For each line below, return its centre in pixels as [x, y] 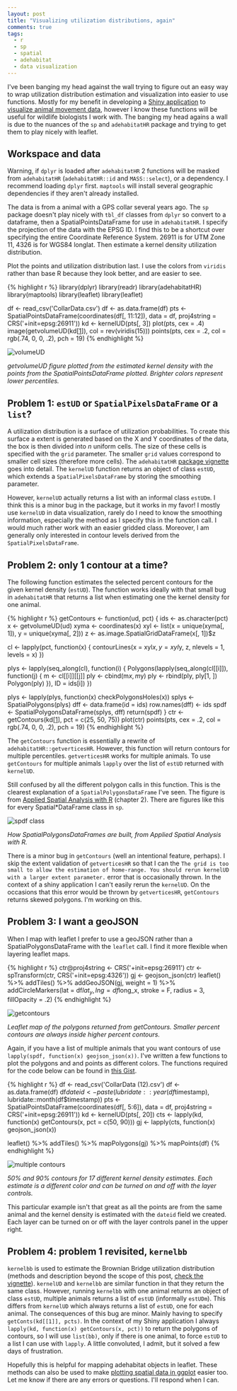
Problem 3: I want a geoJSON [73, 922]
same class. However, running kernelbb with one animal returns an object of [118, 1291]
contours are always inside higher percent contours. [84, 1034]
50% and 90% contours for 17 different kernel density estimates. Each [110, 1178]
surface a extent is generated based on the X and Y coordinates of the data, [118, 439]
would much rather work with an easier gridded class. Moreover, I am [109, 528]
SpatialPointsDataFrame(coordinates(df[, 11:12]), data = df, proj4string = [112, 316]
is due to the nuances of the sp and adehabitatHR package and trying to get [117, 124]
